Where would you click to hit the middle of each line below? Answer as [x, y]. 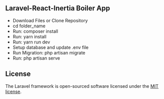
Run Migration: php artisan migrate [49, 53]
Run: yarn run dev [31, 42]
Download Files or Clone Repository [50, 20]
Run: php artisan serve [36, 58]
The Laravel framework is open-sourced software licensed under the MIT [82, 86]
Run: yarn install [29, 36]
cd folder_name [29, 26]
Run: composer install [35, 31]
